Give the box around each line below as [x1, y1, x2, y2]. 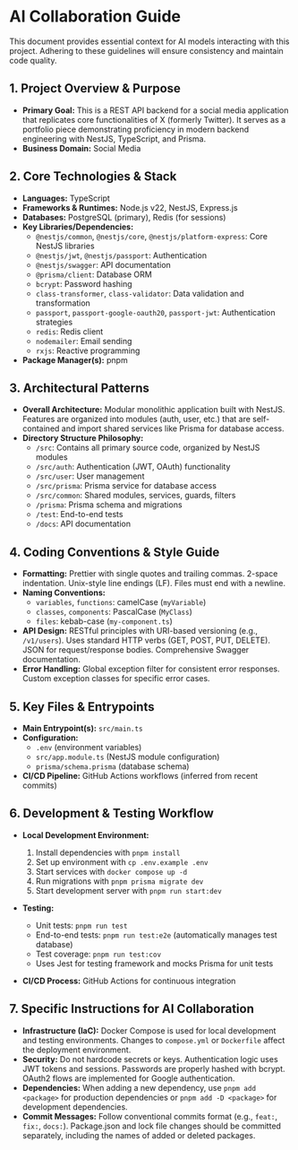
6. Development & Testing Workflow [9, 806, 215, 821]
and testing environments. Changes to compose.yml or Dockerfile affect [21, 1034, 285, 1045]
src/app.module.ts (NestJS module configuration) [35, 751, 220, 762]
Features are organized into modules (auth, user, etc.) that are [21, 414, 251, 425]
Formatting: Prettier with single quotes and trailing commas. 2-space [21, 568, 278, 579]
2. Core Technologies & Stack [9, 169, 177, 185]
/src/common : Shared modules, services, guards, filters [35, 490, 236, 501]
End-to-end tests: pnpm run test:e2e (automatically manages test [35, 930, 277, 940]
